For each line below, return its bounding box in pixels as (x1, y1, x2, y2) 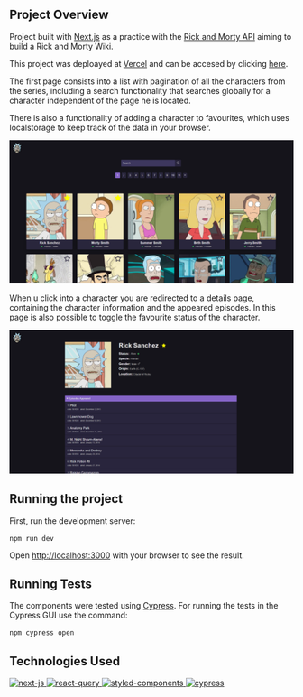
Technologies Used (9, 654, 120, 669)
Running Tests (9, 576, 92, 591)
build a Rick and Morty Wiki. (9, 41, 115, 51)
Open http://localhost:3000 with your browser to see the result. (9, 550, 245, 561)
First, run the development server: (9, 515, 136, 526)
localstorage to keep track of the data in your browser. (9, 122, 212, 133)
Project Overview (9, 7, 109, 23)
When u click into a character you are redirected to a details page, (9, 293, 255, 303)
